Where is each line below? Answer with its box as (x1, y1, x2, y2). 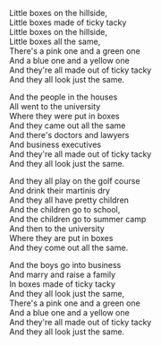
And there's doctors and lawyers (9, 130, 130, 140)
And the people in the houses (9, 91, 118, 102)
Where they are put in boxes (9, 233, 114, 243)
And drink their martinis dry (9, 186, 110, 195)
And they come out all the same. (9, 242, 129, 253)
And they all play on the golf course (9, 176, 140, 186)
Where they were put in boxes (9, 111, 120, 121)
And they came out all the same (9, 120, 126, 131)
